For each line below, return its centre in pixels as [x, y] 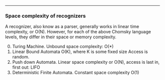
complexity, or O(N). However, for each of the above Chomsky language [78, 32]
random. [21, 57]
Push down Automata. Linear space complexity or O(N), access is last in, [86, 62]
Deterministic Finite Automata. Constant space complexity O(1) [76, 73]
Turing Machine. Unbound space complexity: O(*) [63, 47]
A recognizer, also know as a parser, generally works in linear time [72, 27]
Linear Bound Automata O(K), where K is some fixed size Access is [80, 52]
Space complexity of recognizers [45, 16]
